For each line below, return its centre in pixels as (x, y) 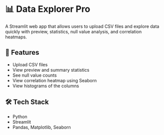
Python (20, 117)
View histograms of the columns (45, 86)
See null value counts (34, 75)
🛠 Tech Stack (27, 102)
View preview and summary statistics (51, 70)
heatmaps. (16, 37)
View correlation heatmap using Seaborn (54, 80)
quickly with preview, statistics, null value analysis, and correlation (73, 31)
